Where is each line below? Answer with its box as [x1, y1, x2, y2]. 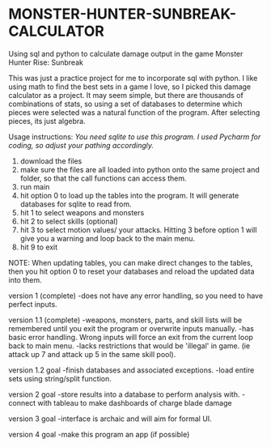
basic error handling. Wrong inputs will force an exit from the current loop [8, 332, 253, 342]
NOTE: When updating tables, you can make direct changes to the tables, [8, 258, 253, 267]
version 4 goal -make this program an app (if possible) [8, 429, 190, 439]
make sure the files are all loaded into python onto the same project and [19, 164, 260, 174]
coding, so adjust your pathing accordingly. [8, 140, 155, 150]
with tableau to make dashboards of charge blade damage [37, 398, 232, 407]
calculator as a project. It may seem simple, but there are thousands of [8, 90, 244, 100]
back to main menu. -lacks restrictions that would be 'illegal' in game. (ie [8, 341, 251, 351]
